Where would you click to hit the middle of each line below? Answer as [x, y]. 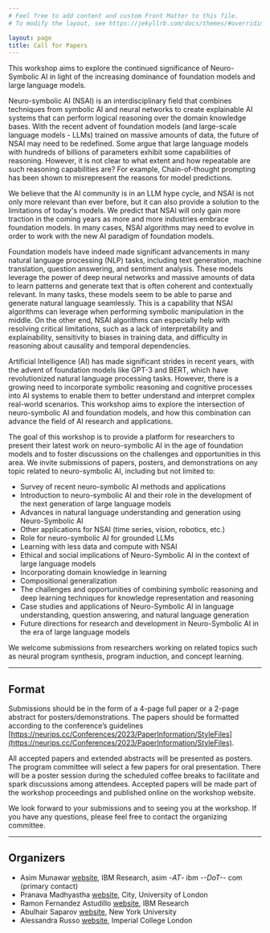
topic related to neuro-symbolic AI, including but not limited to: [112, 471]
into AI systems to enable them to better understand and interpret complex [132, 396]
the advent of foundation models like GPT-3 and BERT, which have [119, 370]
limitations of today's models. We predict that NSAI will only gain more [125, 211]
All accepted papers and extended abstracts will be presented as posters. [131, 758]
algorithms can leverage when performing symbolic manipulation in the [126, 312]
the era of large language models [75, 632]
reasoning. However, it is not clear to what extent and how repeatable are [129, 161]
